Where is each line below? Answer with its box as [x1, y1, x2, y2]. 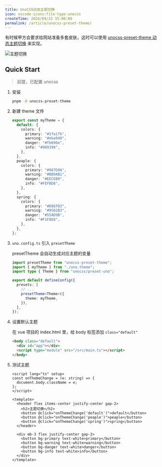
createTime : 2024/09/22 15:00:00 [5, 16, 73, 21]
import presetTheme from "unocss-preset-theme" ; [12, 260, 112, 265]
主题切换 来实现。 [9, 41, 44, 47]
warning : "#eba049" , [25, 136, 67, 141]
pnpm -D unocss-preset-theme [12, 99, 71, 104]
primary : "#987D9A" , [25, 167, 67, 172]
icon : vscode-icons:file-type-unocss [5, 12, 81, 17]
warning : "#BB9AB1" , [25, 172, 67, 177]
